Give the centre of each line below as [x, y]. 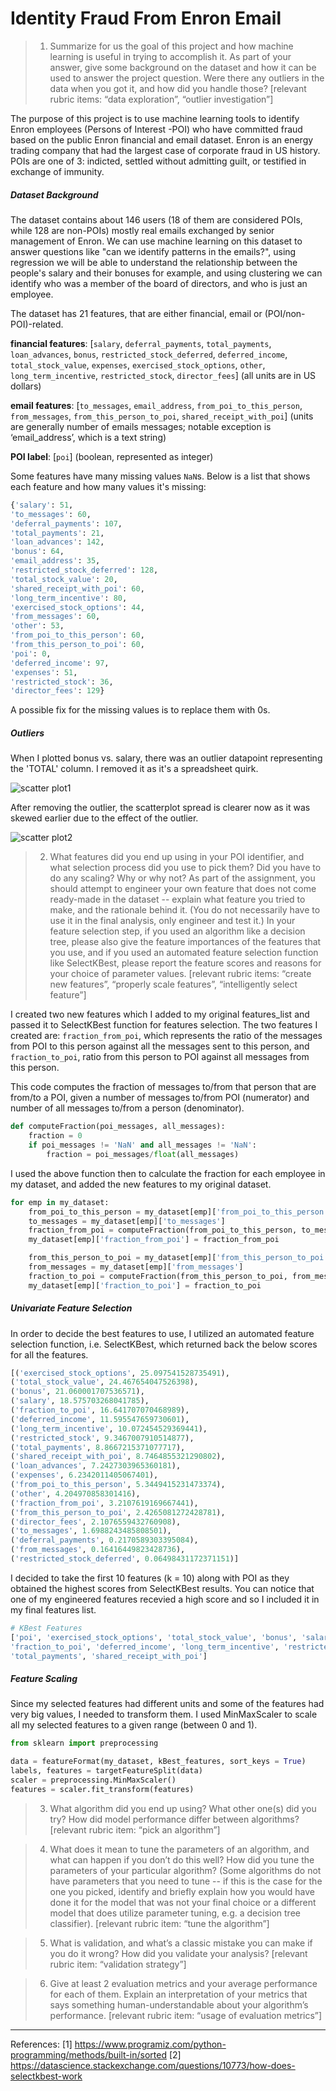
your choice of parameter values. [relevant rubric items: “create [180, 974]
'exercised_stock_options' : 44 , [77, 607]
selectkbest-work [46, 2076]
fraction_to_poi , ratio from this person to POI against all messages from [160, 1057]
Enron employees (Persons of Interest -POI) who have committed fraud [156, 129]
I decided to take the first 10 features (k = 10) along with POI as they [150, 1578]
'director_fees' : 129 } [57, 691]
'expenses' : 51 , [44, 672]
